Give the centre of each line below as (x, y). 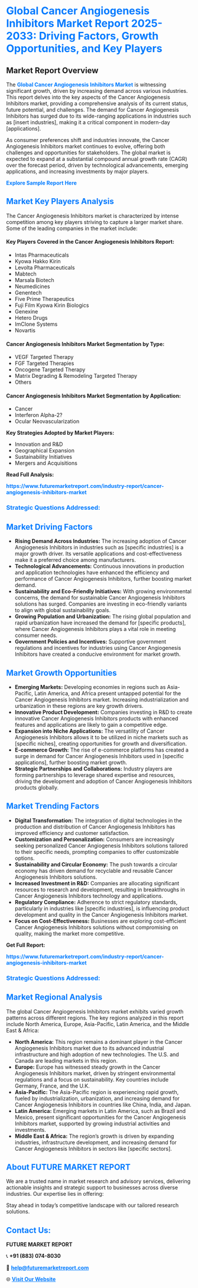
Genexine (26, 312)
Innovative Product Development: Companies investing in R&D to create (103, 712)
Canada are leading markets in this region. (66, 1060)
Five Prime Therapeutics (45, 299)
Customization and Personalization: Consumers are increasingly (94, 839)
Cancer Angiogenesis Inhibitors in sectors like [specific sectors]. (93, 1148)
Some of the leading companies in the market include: (72, 228)
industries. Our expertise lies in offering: (55, 1194)
